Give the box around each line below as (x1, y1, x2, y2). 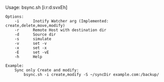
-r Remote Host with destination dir (14, 28, 107, 33)
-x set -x (14, 45, 47, 50)
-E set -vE (14, 50, 50, 55)
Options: (5, 14, 24, 19)
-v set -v (14, 41, 47, 46)
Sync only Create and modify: (14, 68, 79, 73)
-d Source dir (14, 32, 56, 37)
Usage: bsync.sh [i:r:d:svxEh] (5, 5, 68, 10)
